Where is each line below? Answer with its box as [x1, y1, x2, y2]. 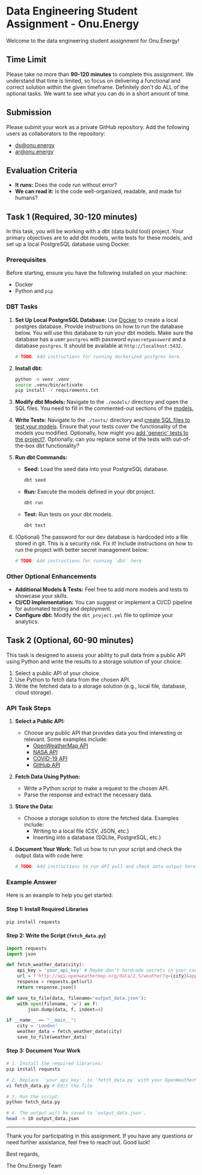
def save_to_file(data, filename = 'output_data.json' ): [6, 995, 147, 1001]
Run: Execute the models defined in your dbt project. [23, 488, 155, 496]
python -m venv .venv [14, 376, 69, 382]
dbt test [23, 522, 46, 529]
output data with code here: [14, 852, 84, 859]
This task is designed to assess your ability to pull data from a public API [6, 651, 186, 659]
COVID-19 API [32, 755, 68, 762]
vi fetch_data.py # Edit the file [6, 1083, 93, 1089]
